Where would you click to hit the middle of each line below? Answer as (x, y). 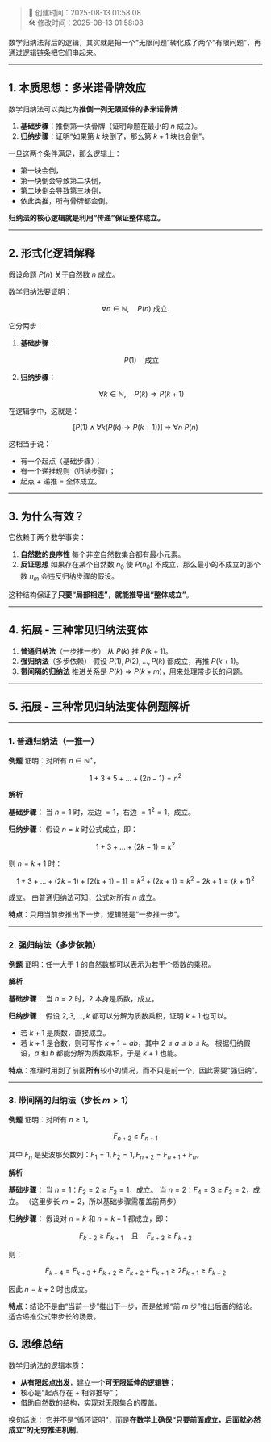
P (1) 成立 (142, 360)
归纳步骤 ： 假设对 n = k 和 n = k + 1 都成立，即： (90, 1218)
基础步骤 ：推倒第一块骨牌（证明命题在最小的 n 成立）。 (110, 126)
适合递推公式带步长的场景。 (54, 1316)
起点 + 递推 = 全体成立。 (61, 481)
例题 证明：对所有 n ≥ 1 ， (50, 1119)
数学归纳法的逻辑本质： (47, 1365)
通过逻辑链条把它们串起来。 (54, 52)
